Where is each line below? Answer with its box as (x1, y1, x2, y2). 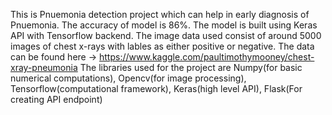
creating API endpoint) (10, 94, 103, 105)
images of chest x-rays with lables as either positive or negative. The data (10, 40, 315, 52)
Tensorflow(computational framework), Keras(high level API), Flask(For (10, 83, 303, 94)
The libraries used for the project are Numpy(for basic (79, 62, 303, 73)
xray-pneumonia (10, 62, 78, 73)
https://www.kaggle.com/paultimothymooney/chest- (98, 51, 315, 63)
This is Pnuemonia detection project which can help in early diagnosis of (10, 9, 310, 20)
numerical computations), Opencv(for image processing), (10, 72, 247, 84)
